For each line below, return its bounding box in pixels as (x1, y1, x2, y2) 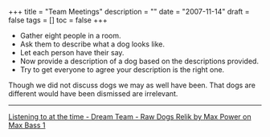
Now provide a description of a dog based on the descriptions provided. (19, 56, 260, 66)
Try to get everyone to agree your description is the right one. (19, 65, 225, 75)
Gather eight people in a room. (19, 31, 121, 40)
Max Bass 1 (8, 120, 46, 130)
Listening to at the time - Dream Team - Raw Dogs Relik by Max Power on (8, 112, 252, 121)
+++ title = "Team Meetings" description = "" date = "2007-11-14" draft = (8, 7, 250, 16)
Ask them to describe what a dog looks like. (19, 39, 165, 49)
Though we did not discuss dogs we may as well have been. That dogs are (8, 80, 256, 90)
